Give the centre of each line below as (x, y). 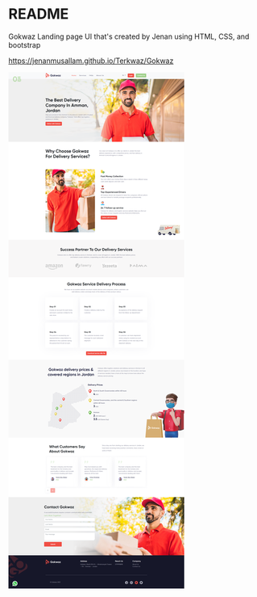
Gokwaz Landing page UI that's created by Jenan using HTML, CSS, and (129, 36)
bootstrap (25, 44)
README (39, 14)
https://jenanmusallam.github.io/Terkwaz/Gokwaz (91, 61)
